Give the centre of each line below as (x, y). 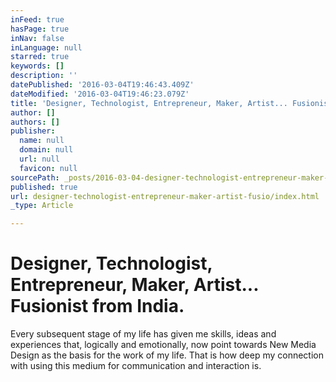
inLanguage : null (46, 47)
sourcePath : (35, 177)
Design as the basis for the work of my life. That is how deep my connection (167, 355)
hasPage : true (40, 29)
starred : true (40, 57)
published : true (44, 187)
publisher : (33, 131)
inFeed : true (37, 19)
